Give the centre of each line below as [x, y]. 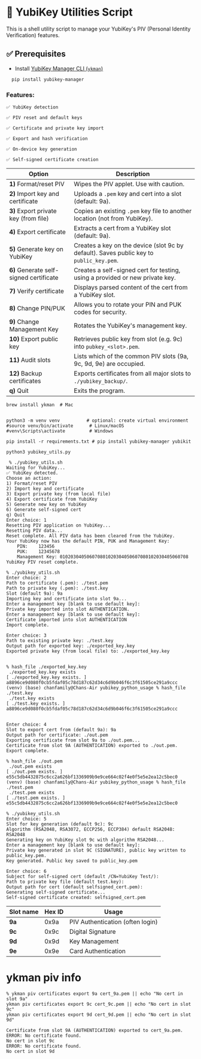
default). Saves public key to [114, 253]
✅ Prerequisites [36, 54]
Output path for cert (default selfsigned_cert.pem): [75, 887]
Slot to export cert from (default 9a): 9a [61, 730]
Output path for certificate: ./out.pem [57, 735]
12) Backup [26, 373]
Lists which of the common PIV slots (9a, [131, 356]
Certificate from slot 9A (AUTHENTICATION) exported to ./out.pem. [92, 745]
